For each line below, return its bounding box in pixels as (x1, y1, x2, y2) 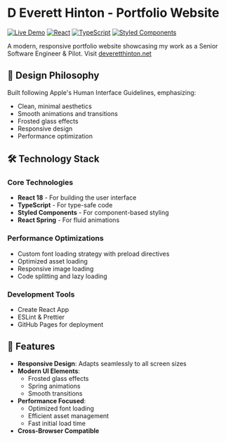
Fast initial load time (27, 419, 86, 427)
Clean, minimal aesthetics (17, 102, 93, 110)
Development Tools (7, 290, 75, 299)
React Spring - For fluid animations (17, 216, 120, 224)
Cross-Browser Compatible (17, 427, 100, 435)
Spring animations (27, 382, 81, 390)
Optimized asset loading (17, 256, 88, 265)
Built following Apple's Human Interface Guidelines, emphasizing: (7, 88, 197, 96)
